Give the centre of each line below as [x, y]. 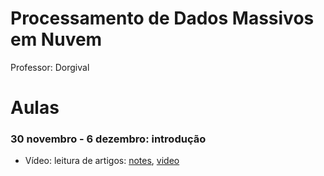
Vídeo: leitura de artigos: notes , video [102, 161]
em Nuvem [56, 39]
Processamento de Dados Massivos [162, 18]
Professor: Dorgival [50, 67]
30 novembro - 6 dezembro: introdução [108, 139]
